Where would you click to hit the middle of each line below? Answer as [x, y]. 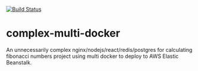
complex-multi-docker [63, 33]
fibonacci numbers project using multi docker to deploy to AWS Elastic [92, 56]
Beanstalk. [19, 62]
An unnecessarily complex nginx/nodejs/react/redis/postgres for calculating [99, 50]
